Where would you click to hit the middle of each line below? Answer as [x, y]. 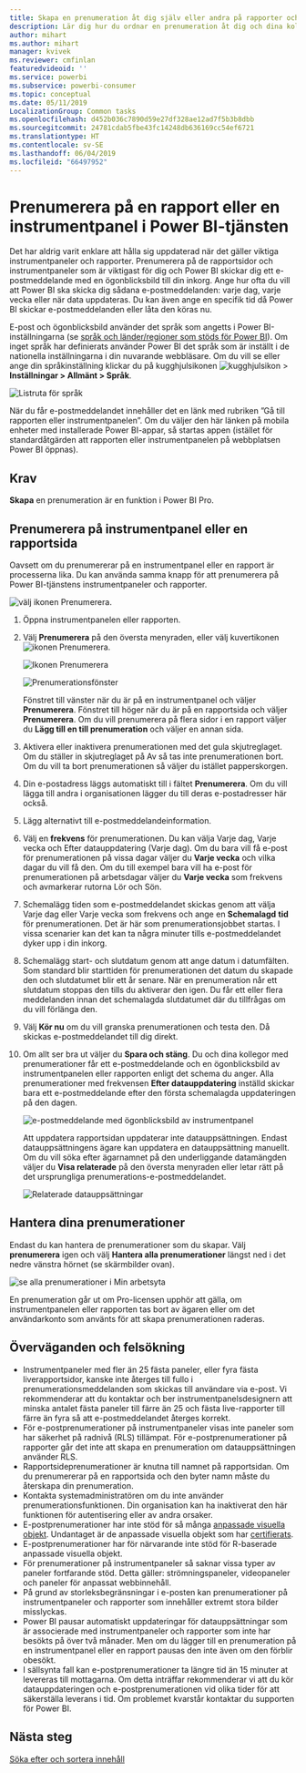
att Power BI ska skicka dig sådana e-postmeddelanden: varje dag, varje [145, 290]
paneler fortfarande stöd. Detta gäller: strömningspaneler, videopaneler [156, 1573]
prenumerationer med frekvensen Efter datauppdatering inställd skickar [158, 1083]
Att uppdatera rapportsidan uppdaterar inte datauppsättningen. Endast [155, 1138]
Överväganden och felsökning [97, 1348]
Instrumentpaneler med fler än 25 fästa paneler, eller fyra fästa [140, 1369]
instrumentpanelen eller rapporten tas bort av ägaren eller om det [132, 1309]
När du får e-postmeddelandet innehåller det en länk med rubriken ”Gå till [147, 411]
